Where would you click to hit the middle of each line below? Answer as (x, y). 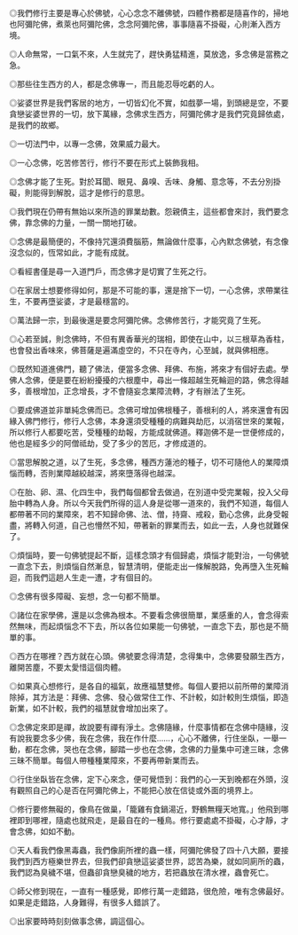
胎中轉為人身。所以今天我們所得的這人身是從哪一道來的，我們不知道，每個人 (149, 503)
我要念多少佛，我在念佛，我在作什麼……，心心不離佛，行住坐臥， (144, 738)
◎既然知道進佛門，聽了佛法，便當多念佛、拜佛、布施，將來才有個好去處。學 (149, 369)
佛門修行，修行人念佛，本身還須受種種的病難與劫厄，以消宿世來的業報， (157, 421)
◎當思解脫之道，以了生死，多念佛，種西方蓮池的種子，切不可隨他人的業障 (145, 462)
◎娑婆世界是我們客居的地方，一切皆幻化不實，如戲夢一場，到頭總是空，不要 (149, 103)
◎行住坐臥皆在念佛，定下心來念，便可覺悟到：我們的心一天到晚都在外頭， (145, 779)
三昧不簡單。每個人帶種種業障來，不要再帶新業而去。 (106, 760)
